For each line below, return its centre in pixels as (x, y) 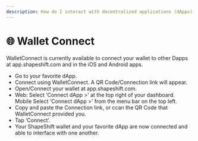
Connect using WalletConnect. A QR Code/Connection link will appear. (101, 82)
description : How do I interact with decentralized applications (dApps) (100, 12)
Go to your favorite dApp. (46, 76)
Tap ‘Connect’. (32, 120)
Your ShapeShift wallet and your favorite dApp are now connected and (101, 126)
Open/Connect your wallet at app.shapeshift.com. (76, 88)
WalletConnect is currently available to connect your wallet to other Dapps (97, 58)
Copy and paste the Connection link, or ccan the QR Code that (91, 107)
